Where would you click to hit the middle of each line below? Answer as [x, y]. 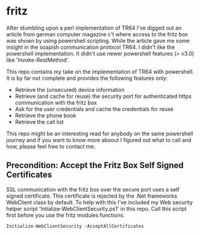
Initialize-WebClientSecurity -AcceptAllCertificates [75, 226]
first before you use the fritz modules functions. [66, 215]
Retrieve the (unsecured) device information [70, 89]
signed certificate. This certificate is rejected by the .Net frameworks [92, 196]
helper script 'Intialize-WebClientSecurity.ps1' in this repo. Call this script [96, 208]
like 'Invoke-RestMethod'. [38, 60]
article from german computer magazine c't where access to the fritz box [97, 34]
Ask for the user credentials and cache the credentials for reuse [94, 109]
